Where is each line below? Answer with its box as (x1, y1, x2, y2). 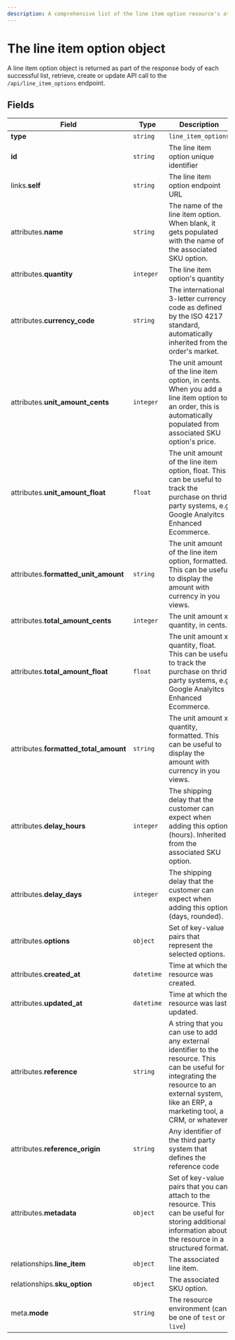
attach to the (169, 1190, 211, 1200)
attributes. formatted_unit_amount (10, 569, 124, 579)
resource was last (169, 998, 227, 1008)
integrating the (169, 1071, 217, 1081)
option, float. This (169, 466, 226, 476)
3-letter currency (169, 294, 227, 304)
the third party (169, 1135, 215, 1145)
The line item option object (7, 40, 166, 56)
